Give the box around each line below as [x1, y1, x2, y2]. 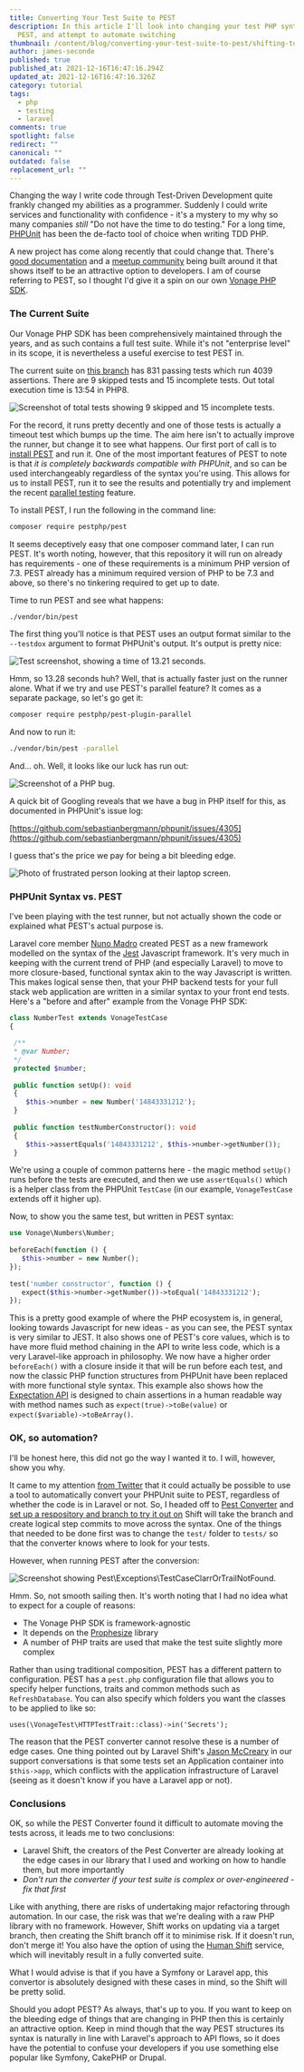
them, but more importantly [22, 1864, 125, 1875]
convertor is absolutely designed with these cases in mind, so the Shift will [9, 1976, 288, 1988]
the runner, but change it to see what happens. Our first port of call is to [9, 438, 278, 449]
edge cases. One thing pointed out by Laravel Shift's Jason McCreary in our [9, 1745, 292, 1756]
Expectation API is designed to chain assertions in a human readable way [9, 1390, 282, 1400]
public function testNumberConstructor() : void [13, 1123, 196, 1132]
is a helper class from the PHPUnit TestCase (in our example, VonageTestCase [9, 1183, 293, 1194]
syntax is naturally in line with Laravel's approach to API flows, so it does [9, 2032, 280, 2043]
